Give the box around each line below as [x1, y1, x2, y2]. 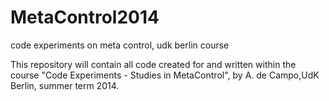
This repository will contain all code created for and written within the [10, 58, 297, 70]
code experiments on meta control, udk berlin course [10, 39, 230, 51]
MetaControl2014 [10, 6, 160, 29]
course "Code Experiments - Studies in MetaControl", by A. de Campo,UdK [10, 69, 320, 81]
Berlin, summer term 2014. [10, 79, 120, 91]
